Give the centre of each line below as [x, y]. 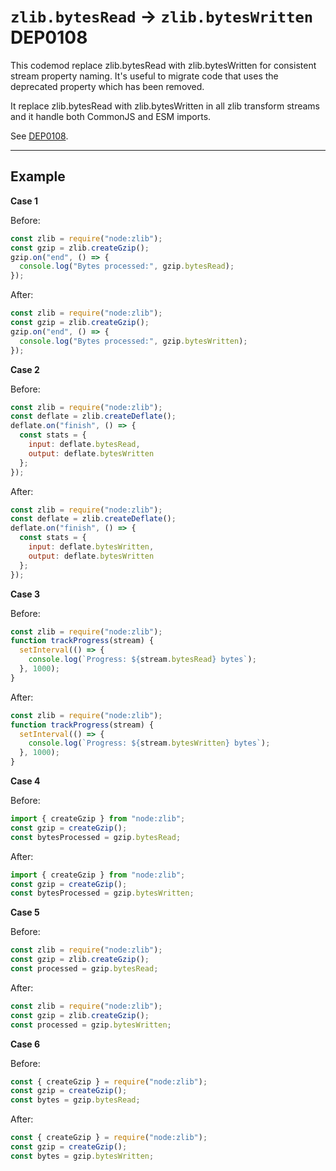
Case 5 [25, 912]
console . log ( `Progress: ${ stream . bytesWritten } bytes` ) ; [149, 743]
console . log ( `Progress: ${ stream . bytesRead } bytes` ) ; [142, 660]
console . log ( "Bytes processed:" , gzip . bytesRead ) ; [127, 266]
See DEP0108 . [39, 136]
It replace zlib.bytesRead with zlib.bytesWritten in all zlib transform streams [165, 106]
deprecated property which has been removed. [107, 86]
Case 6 [25, 1044]
